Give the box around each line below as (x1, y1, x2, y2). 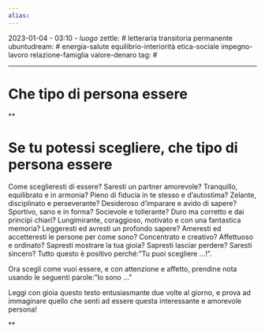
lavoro (8, 50, 29, 59)
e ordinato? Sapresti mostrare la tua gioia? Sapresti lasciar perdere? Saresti (8, 240, 252, 249)
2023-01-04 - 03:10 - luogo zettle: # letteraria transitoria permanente (8, 33, 233, 43)
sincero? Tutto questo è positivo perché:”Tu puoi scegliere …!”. (8, 249, 212, 258)
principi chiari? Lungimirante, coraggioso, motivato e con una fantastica (8, 215, 241, 225)
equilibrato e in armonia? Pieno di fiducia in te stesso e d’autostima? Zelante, (8, 190, 257, 200)
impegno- (220, 41, 253, 51)
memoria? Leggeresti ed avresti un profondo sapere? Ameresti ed (8, 223, 222, 233)
